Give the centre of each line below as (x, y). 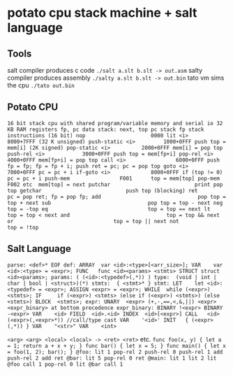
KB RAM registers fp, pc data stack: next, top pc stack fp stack (106, 129)
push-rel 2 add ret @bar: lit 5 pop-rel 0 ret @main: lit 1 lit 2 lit (112, 358)
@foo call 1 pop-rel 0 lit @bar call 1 (65, 364)
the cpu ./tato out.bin (41, 85)
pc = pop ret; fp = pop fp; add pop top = (117, 197)
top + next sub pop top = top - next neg (115, 203)
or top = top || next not (93, 221)
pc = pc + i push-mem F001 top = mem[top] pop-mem (113, 178)
